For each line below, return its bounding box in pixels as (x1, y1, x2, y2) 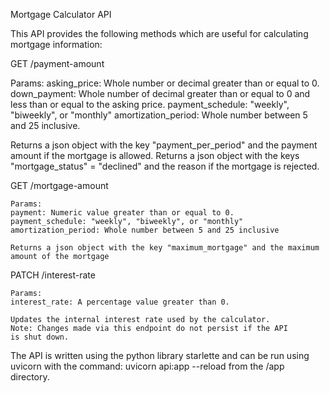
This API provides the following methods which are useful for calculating (10, 28, 309, 39)
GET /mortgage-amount (10, 180, 109, 191)
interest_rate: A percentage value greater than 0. (10, 297, 230, 307)
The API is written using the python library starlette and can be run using (10, 350, 310, 361)
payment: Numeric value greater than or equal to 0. (10, 208, 235, 218)
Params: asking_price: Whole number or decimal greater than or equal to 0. (10, 77, 320, 89)
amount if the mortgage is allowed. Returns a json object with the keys (10, 150, 300, 161)
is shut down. (10, 332, 70, 342)
